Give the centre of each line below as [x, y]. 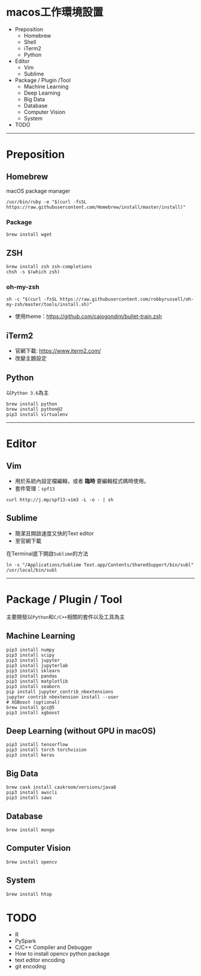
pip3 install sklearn [33, 671]
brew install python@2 [34, 409]
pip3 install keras [31, 755]
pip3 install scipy [31, 655]
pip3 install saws [29, 798]
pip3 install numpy [31, 650]
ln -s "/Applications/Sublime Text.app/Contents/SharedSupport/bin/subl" [100, 565]
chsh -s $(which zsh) [33, 272]
